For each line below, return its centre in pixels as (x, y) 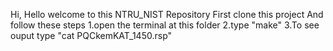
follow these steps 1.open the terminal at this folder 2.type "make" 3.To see (165, 25)
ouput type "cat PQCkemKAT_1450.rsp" (91, 35)
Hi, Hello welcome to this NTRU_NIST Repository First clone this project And (167, 14)
